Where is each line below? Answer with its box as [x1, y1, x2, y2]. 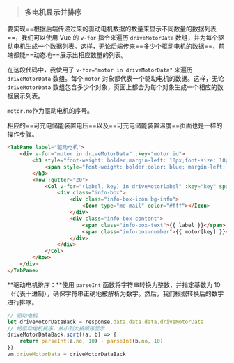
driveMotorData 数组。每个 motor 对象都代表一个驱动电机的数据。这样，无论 [7, 75, 224, 83]
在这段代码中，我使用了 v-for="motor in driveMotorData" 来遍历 [7, 65, 193, 74]
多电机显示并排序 [24, 7, 82, 17]
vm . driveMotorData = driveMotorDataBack [7, 351, 127, 358]
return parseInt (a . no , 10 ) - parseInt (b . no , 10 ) [19, 338, 164, 345]
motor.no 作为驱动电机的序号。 [7, 107, 94, 115]
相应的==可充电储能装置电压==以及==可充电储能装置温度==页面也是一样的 [7, 121, 223, 130]
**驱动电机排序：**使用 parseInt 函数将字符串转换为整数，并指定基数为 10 [7, 280, 221, 288]
